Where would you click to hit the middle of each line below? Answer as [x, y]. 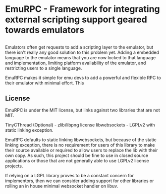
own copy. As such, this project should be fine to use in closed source [77, 155]
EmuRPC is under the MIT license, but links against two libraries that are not [83, 110]
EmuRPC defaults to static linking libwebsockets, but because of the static [81, 140]
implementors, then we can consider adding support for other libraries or [80, 181]
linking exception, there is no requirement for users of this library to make [80, 145]
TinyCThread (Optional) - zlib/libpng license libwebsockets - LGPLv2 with [80, 125]
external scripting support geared [76, 19]
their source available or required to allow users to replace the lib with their [82, 150]
